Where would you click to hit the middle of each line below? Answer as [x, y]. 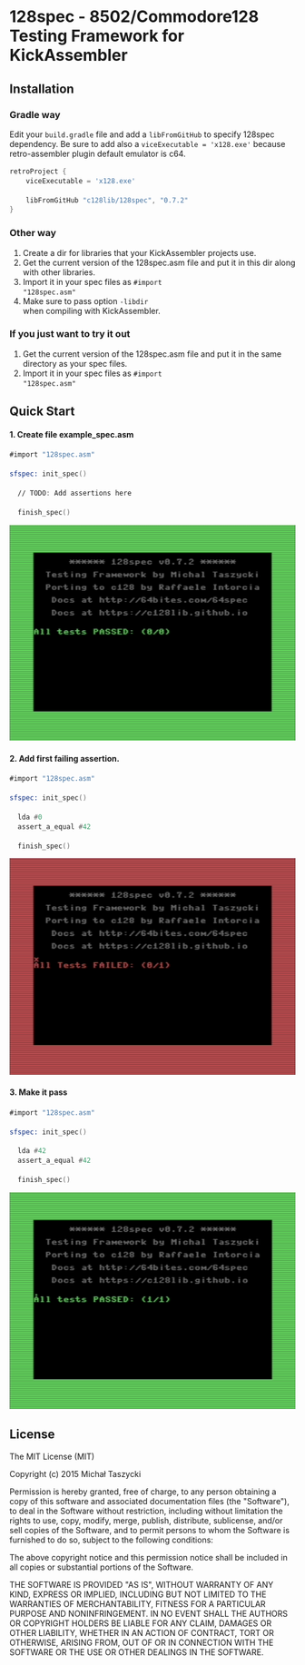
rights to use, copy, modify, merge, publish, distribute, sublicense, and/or [146, 1520]
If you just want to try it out [70, 334]
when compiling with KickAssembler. [91, 310]
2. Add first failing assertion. [64, 758]
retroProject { [38, 171]
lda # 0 [30, 817]
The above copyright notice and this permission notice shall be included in [148, 1557]
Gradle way [35, 114]
